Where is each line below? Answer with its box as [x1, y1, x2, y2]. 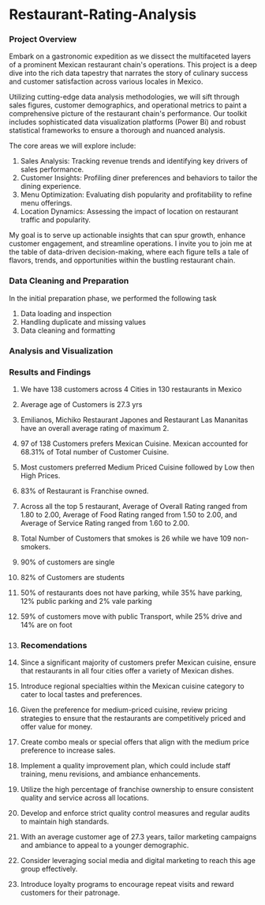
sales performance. [20, 164, 84, 175]
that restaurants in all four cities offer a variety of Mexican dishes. [20, 666, 234, 676]
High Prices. [20, 471, 61, 480]
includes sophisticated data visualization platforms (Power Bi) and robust [9, 117, 246, 127]
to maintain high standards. [20, 816, 110, 827]
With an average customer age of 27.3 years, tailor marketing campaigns [20, 832, 257, 842]
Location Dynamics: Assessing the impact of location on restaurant [20, 207, 239, 217]
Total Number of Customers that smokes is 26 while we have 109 [20, 534, 232, 543]
